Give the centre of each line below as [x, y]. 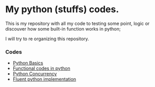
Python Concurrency [35, 74]
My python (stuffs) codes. [62, 9]
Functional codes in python [41, 68]
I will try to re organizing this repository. [47, 39]
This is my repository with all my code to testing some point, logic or [77, 23]
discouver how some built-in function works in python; [63, 28]
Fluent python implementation [44, 79]
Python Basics [28, 63]
